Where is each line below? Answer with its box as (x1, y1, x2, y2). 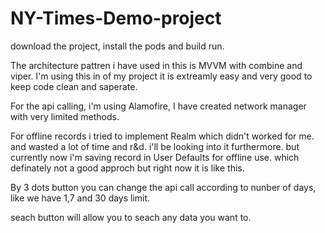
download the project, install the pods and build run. (10, 40, 225, 52)
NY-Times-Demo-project (10, 7, 222, 30)
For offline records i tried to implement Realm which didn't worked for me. (10, 130, 315, 142)
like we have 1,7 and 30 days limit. (10, 192, 151, 204)
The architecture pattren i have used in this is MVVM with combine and (10, 59, 303, 71)
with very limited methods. (10, 110, 120, 122)
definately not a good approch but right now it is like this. (10, 162, 245, 174)
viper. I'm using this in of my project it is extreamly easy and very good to (10, 70, 313, 82)
